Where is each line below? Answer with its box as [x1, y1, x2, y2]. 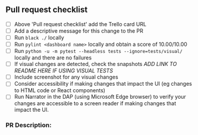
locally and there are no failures [14, 54, 92, 61]
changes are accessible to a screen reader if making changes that [14, 100, 177, 107]
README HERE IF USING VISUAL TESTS [14, 67, 114, 74]
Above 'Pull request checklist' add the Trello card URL [14, 20, 147, 27]
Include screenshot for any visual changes [14, 74, 118, 81]
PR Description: [5, 121, 52, 130]
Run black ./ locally [14, 34, 64, 41]
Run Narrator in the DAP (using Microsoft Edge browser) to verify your [14, 93, 187, 101]
